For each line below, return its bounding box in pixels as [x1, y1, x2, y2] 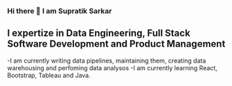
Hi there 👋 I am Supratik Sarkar [7, 6, 112, 16]
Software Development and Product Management [7, 38, 226, 50]
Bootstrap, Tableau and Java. [7, 71, 91, 79]
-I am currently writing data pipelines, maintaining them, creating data [7, 56, 206, 65]
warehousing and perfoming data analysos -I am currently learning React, [7, 63, 218, 72]
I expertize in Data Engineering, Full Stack [7, 28, 190, 39]
